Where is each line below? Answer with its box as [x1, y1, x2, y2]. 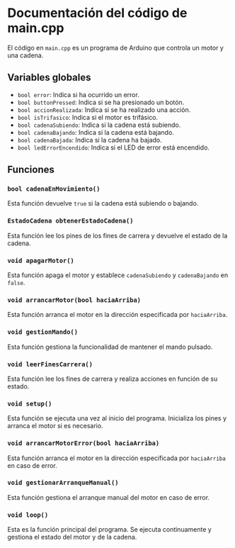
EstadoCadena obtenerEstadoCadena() [7, 217, 134, 225]
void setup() [7, 399, 52, 408]
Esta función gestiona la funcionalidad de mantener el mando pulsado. [7, 342, 213, 351]
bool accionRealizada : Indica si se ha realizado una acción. [17, 105, 191, 114]
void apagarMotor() [7, 257, 74, 264]
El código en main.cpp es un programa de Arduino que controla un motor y [7, 43, 224, 52]
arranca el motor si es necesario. [7, 422, 104, 430]
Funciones [7, 164, 55, 176]
